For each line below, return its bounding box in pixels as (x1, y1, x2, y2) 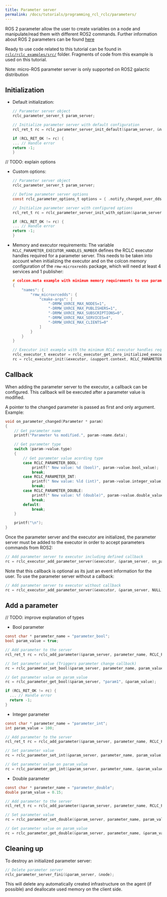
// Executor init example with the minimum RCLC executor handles (12, 348, 153, 353)
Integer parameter (12, 711, 50, 717)
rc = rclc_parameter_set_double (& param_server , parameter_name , (5, 817, 141, 822)
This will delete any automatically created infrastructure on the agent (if (5, 881, 152, 887)
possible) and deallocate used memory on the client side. (5, 886, 123, 893)
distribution (5, 71, 29, 77)
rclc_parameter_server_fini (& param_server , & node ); (5, 872, 114, 877)
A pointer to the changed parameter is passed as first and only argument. (5, 404, 156, 410)
